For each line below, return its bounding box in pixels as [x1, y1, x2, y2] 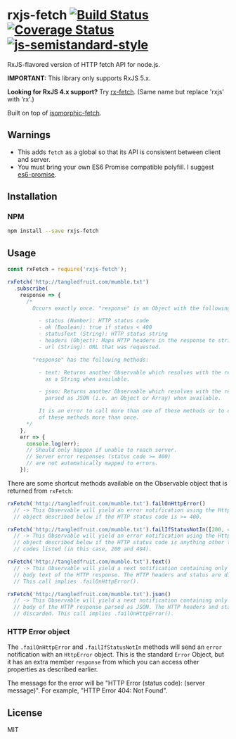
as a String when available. [44, 375, 131, 383]
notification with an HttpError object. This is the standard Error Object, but [7, 650, 225, 659]
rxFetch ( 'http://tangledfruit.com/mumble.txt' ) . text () [7, 558, 171, 565]
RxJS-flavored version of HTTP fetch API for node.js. [7, 60, 160, 68]
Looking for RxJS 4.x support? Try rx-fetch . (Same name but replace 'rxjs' [7, 87, 225, 96]
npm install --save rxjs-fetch [7, 227, 99, 235]
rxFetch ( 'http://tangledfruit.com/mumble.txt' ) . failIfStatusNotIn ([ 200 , [7, 526, 225, 533]
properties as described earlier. [7, 665, 98, 674]
